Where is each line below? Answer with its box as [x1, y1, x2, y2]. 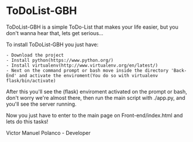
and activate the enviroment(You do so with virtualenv [19, 72, 158, 78]
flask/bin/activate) [6, 78, 57, 84]
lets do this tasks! [6, 118, 49, 125]
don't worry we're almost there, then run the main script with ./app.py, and [6, 94, 185, 101]
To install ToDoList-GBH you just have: [6, 41, 99, 48]
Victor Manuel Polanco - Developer [6, 129, 91, 136]
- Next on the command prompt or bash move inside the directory [6, 67, 168, 74]
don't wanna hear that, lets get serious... [6, 29, 104, 36]
